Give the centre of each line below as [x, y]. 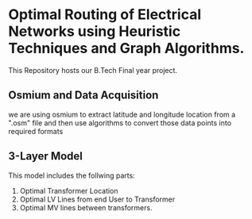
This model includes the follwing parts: [72, 175]
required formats [36, 131]
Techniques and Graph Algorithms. [126, 48]
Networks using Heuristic [95, 31]
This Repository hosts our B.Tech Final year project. [93, 70]
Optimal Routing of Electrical [105, 15]
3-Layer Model [46, 156]
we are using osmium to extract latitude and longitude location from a [122, 114]
